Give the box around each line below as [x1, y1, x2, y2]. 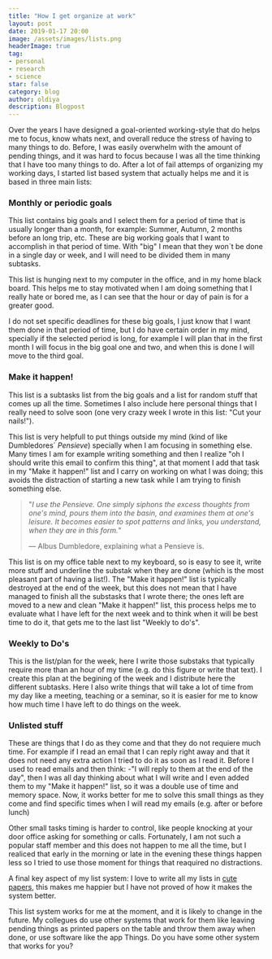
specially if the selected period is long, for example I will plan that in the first [8, 334, 263, 344]
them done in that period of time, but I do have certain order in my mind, [8, 325, 250, 335]
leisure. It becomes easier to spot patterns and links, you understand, [28, 516, 261, 526]
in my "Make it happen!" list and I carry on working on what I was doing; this [8, 466, 264, 476]
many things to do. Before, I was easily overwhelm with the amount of [8, 142, 242, 152]
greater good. [8, 300, 54, 310]
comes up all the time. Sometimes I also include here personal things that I [8, 398, 257, 408]
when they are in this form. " [28, 525, 122, 535]
